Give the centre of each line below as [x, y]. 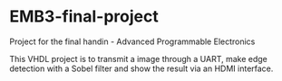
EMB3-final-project [84, 17]
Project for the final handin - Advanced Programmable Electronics [132, 41]
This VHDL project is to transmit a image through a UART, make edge [138, 58]
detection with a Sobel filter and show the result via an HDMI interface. [141, 68]
